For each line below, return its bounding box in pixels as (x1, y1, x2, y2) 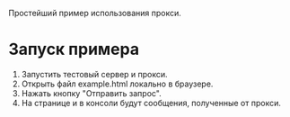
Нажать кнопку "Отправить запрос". (21, 87, 163, 98)
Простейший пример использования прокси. (8, 8, 181, 18)
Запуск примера (8, 40, 140, 59)
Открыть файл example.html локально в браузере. (21, 78, 214, 89)
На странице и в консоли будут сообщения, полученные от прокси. (21, 97, 282, 108)
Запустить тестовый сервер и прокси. (21, 68, 168, 79)
